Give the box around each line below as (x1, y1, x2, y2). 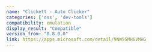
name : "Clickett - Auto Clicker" (6, 8, 90, 15)
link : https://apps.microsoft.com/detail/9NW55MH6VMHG (6, 36, 147, 42)
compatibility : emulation (6, 20, 71, 26)
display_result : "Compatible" (6, 25, 82, 32)
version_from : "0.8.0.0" (6, 31, 68, 37)
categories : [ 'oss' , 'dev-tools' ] (6, 14, 93, 20)
